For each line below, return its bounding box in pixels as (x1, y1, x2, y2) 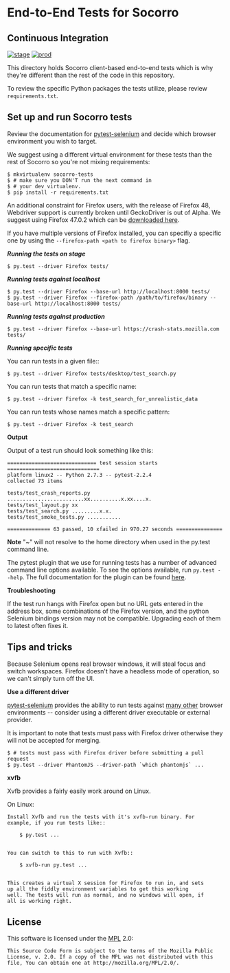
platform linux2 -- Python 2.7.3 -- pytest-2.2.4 (7, 471, 152, 478)
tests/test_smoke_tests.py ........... (7, 513, 122, 520)
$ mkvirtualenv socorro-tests (7, 170, 94, 178)
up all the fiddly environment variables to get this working (7, 885, 189, 893)
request (7, 755, 30, 762)
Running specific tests (7, 344, 73, 352)
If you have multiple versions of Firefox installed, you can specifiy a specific (7, 229, 222, 237)
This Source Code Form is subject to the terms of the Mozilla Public (7, 948, 214, 954)
